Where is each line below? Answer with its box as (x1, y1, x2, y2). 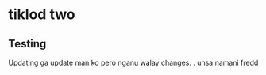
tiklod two (8, 6, 75, 24)
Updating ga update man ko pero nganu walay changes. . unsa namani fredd (8, 58, 259, 67)
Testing (8, 37, 47, 51)
